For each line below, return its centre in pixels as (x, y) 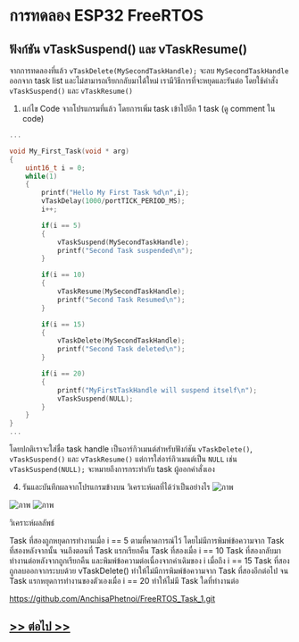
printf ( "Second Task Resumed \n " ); (121, 300)
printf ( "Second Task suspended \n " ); (125, 250)
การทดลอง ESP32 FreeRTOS (106, 16)
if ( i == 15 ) (64, 324)
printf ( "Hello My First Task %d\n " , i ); (116, 193)
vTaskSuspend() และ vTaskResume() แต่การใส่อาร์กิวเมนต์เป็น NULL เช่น (124, 459)
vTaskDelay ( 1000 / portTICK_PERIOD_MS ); (113, 201)
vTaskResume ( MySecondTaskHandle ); (121, 291)
